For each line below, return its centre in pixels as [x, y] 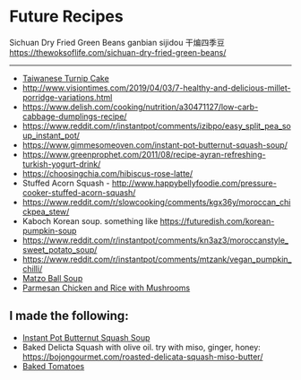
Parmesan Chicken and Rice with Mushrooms [106, 288]
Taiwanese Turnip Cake [65, 78]
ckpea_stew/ [46, 212]
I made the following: [69, 316]
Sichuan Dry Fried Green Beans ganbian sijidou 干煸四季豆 [117, 42]
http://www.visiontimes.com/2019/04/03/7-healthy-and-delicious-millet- [156, 88]
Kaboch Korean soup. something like [90, 220]
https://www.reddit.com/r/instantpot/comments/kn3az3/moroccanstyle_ [155, 240]
